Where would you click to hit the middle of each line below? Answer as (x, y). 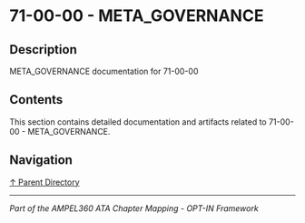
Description (43, 50)
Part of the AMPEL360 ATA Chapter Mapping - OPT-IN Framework (134, 208)
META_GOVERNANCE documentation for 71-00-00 (104, 71)
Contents (36, 100)
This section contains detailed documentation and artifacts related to (138, 122)
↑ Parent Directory (44, 182)
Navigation (41, 160)
